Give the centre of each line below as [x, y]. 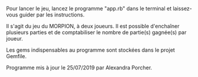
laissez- [182, 9]
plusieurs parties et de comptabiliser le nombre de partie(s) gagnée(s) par [96, 32]
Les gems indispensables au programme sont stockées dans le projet [91, 50]
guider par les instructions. [52, 15]
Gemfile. [17, 56]
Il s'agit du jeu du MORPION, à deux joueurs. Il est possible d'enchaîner [93, 26]
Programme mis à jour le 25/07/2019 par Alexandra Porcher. [79, 68]
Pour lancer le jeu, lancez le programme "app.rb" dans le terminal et [89, 9]
